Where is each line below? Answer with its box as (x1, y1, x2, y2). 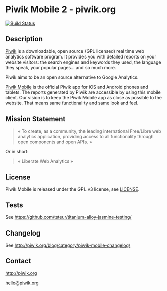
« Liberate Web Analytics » (17, 158, 74, 164)
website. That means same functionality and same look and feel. (5, 100, 139, 106)
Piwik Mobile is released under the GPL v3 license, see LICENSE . (5, 186, 140, 192)
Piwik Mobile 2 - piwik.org (5, 4, 116, 15)
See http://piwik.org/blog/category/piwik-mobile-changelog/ (5, 242, 131, 248)
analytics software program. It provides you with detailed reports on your (5, 53, 157, 60)
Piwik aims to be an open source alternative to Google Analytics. (5, 74, 139, 80)
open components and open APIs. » (17, 139, 92, 145)
